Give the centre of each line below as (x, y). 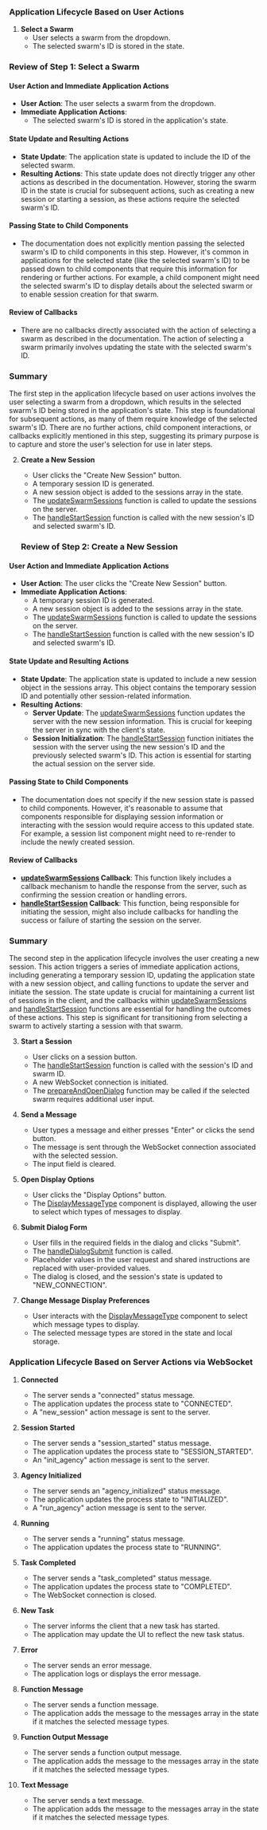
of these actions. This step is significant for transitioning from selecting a (129, 1017)
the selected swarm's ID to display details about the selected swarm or (137, 285)
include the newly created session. (77, 842)
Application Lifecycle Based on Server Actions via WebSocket (131, 1362)
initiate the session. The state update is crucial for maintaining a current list (132, 992)
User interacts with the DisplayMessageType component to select (140, 1316)
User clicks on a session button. (85, 1057)
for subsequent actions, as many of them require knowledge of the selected (133, 419)
